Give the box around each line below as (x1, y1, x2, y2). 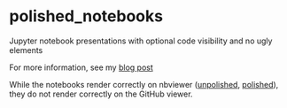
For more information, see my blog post (9, 62, 153, 73)
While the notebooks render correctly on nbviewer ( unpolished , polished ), (9, 79, 279, 89)
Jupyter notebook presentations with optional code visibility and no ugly (9, 35, 273, 46)
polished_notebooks (9, 6, 164, 27)
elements (9, 44, 43, 55)
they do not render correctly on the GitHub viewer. (9, 89, 193, 99)
